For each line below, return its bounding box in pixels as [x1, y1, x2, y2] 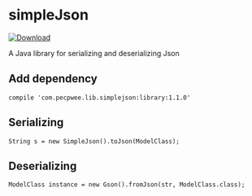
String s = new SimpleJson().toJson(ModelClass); [8, 137, 180, 146]
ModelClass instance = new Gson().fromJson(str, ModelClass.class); [8, 181, 245, 189]
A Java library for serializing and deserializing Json [8, 48, 180, 58]
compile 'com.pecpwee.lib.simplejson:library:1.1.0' [8, 94, 191, 102]
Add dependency [8, 72, 98, 86]
